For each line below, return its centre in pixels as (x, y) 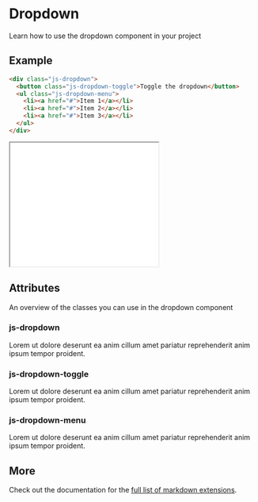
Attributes (34, 288)
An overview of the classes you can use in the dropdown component (121, 307)
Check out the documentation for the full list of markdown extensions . (123, 490)
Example (31, 61)
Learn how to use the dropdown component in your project (105, 36)
